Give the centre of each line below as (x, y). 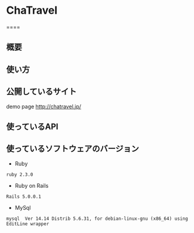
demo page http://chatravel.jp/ (44, 106)
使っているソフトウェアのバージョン (73, 149)
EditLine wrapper (28, 224)
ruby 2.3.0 (20, 174)
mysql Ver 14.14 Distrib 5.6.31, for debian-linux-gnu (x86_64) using (97, 219)
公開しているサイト (41, 92)
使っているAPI (32, 126)
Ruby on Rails (32, 185)
